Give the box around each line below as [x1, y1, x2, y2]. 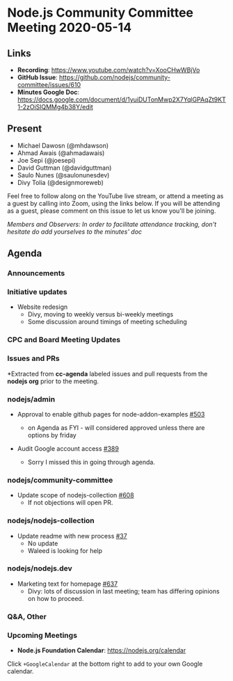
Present [7, 123, 42, 135]
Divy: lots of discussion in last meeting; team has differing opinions [27, 586, 220, 595]
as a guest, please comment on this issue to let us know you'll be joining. [7, 207, 216, 215]
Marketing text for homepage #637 [17, 579, 118, 588]
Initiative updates [7, 287, 67, 297]
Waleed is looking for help [27, 546, 103, 554]
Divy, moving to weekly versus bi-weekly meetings [27, 310, 174, 319]
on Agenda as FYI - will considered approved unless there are [27, 423, 205, 432]
